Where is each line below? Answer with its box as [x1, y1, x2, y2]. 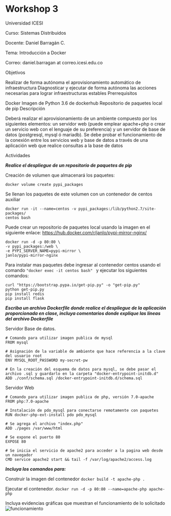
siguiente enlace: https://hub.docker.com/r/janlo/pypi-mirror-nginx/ [5, 229, 147, 235]
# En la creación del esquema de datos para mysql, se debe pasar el [5, 366, 157, 372]
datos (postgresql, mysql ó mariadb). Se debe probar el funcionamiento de [5, 131, 162, 138]
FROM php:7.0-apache [5, 399, 50, 404]
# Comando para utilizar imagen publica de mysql [5, 335, 113, 340]
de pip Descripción [5, 105, 45, 111]
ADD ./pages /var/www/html [5, 426, 63, 431]
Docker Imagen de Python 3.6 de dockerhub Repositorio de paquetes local [5, 100, 162, 106]
